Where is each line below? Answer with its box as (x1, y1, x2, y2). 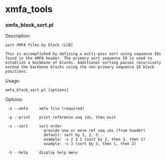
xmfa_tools (5, 4, 53, 15)
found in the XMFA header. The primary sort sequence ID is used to (5, 56, 152, 61)
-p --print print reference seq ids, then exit (7, 115, 116, 120)
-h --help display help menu (7, 150, 78, 155)
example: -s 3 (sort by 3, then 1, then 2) (43, 141, 137, 146)
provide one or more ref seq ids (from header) (43, 128, 145, 133)
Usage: (5, 78, 20, 84)
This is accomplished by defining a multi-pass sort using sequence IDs (5, 51, 161, 56)
